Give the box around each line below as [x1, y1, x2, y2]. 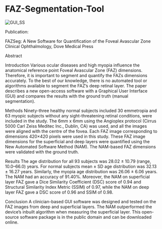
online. [5, 219, 18, 225]
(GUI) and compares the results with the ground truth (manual [5, 93, 129, 99]
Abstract [5, 52, 22, 59]
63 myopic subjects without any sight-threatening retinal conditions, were [5, 113, 152, 118]
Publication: [5, 29, 29, 34]
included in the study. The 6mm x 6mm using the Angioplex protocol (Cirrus [5, 118, 157, 124]
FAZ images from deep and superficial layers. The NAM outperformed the [5, 204, 152, 210]
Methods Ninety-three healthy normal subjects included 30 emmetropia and [5, 108, 157, 114]
